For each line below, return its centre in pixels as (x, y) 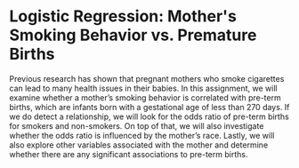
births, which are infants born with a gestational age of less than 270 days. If (149, 107)
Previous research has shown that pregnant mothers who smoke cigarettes (147, 78)
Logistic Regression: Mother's (123, 16)
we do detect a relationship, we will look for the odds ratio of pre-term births (149, 116)
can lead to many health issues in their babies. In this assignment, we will (143, 88)
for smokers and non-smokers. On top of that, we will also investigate (137, 125)
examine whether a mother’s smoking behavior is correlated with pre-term (145, 97)
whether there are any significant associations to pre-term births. (129, 154)
